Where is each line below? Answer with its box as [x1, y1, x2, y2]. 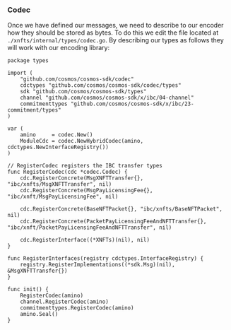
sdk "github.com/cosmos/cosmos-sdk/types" [20, 88, 147, 95]
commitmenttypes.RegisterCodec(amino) [20, 305, 134, 312]
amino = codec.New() [20, 131, 93, 139]
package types [7, 57, 49, 64]
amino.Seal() [20, 311, 59, 318]
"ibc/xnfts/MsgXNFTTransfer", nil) [7, 181, 112, 188]
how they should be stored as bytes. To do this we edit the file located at [7, 28, 219, 37]
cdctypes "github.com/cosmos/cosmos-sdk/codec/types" [20, 82, 182, 89]
